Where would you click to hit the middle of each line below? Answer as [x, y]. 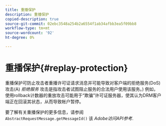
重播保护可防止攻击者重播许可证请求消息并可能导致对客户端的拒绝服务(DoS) [83, 83]
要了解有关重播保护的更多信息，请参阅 [44, 112]
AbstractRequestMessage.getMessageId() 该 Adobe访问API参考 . [69, 118]
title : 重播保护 [20, 10]
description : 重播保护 [27, 14]
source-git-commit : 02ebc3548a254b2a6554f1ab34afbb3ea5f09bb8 [71, 24]
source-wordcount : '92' [30, 33]
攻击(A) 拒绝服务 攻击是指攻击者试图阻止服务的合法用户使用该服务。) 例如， [82, 89]
